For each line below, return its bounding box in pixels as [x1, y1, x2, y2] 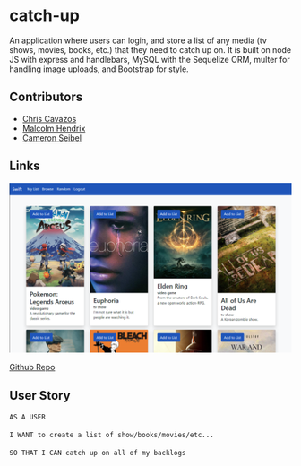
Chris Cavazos [21, 113, 77, 124]
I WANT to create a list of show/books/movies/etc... [9, 431, 215, 440]
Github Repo [9, 362, 56, 373]
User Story [9, 387, 71, 403]
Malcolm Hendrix [21, 123, 86, 134]
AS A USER [9, 413, 47, 422]
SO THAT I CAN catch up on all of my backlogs [9, 449, 186, 458]
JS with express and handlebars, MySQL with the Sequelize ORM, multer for [9, 54, 290, 65]
